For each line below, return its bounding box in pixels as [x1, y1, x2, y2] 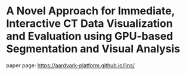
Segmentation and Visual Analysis [6, 42, 181, 56]
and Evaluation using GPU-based [6, 30, 173, 43]
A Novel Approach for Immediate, [6, 4, 175, 18]
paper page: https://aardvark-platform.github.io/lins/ [6, 61, 135, 69]
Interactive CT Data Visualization [6, 17, 173, 30]
